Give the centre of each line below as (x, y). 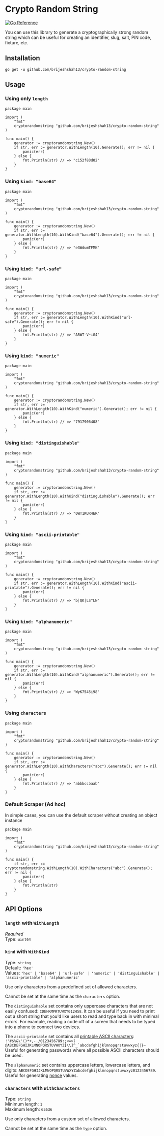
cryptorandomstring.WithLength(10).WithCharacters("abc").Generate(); (79, 868)
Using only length (27, 98)
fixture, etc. (17, 42)
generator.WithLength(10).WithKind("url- (90, 318)
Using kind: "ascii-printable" (42, 534)
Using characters (26, 713)
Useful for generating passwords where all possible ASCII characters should (82, 1050)
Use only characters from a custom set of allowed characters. (68, 1119)
